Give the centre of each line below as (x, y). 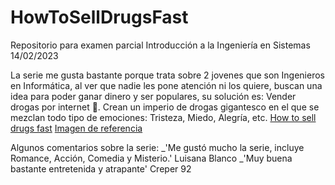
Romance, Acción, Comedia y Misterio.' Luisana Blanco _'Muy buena (151, 158)
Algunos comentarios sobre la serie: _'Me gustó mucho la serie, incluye (157, 147)
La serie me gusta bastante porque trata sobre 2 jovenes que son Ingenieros (167, 75)
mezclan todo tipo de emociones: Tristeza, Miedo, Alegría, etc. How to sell (163, 117)
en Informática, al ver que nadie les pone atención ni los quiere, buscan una (166, 85)
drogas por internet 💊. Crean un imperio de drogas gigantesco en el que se (165, 107)
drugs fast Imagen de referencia (76, 128)
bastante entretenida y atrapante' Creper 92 (101, 168)
